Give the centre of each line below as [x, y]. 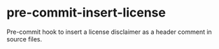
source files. [24, 39]
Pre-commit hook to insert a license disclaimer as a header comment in [109, 32]
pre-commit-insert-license [86, 13]
